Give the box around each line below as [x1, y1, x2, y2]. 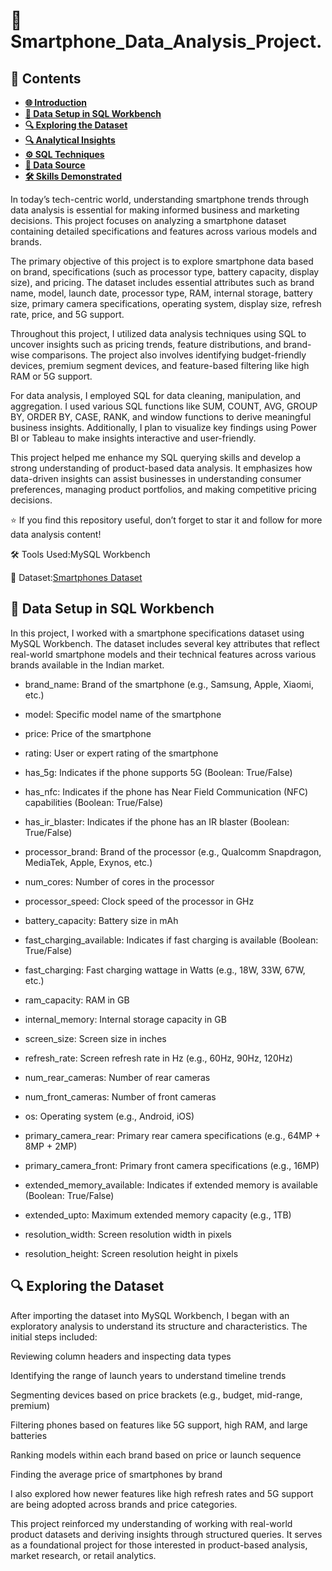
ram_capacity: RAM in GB [24, 994, 130, 1006]
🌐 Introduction [24, 97, 88, 108]
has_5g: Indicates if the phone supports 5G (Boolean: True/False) [24, 766, 293, 778]
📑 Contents [10, 70, 82, 87]
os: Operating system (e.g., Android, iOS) [24, 1110, 195, 1122]
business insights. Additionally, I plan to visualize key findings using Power [10, 422, 317, 433]
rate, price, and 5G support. [10, 309, 125, 320]
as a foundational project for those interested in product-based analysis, [10, 1539, 308, 1551]
